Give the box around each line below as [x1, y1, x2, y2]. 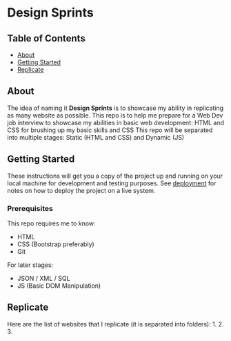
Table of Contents [7, 33, 86, 44]
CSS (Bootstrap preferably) [17, 240, 94, 248]
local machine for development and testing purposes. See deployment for [7, 178, 217, 187]
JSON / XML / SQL [17, 274, 70, 282]
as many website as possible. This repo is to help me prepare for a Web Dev [7, 111, 223, 119]
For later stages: [7, 261, 54, 269]
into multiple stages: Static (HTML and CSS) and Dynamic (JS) [7, 133, 185, 141]
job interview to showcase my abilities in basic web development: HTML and [7, 118, 225, 127]
